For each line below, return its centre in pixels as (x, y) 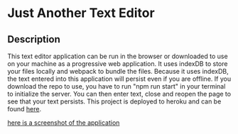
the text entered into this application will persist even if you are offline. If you (119, 79)
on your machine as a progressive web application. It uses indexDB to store (118, 64)
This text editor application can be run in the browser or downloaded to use (118, 56)
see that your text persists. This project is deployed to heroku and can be (114, 101)
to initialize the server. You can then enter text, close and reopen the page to (119, 94)
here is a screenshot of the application (64, 123)
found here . (24, 109)
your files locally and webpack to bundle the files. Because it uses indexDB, (118, 71)
